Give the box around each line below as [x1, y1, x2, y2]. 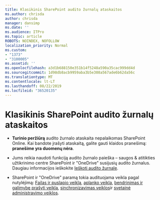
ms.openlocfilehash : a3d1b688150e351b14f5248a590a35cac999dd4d [5, 66, 135, 71]
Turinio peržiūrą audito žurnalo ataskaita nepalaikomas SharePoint [12, 135, 145, 141]
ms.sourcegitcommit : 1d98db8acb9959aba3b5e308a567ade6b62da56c [5, 70, 135, 75]
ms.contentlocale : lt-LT [5, 79, 55, 84]
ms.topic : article [5, 34, 42, 39]
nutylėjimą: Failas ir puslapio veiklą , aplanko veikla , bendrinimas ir [12, 180, 143, 185]
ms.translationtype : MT [5, 75, 53, 79]
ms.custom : [5, 47, 27, 52]
